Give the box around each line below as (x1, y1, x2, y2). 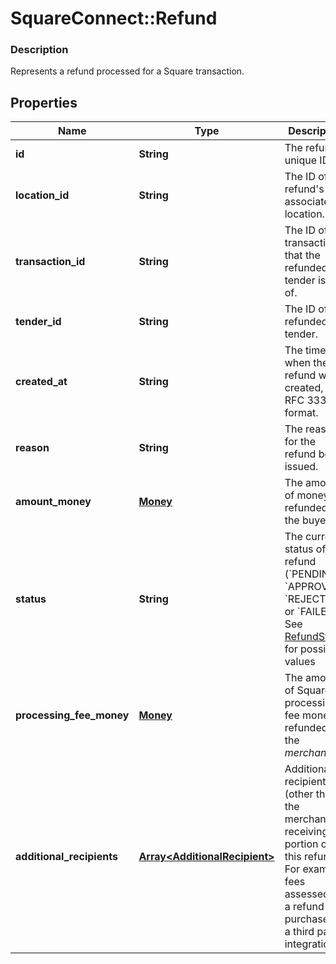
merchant (284, 746, 330, 760)
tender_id (15, 315, 62, 329)
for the (284, 435, 317, 449)
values (284, 655, 316, 669)
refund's (284, 182, 325, 196)
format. (284, 406, 319, 420)
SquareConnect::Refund (10, 7, 218, 30)
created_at (15, 375, 68, 389)
